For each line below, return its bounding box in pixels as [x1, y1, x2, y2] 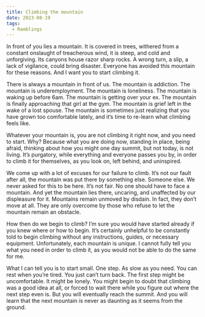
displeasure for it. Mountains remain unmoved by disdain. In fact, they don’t [6, 195, 197, 203]
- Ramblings [12, 26, 43, 32]
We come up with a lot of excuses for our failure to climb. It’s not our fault [6, 170, 192, 177]
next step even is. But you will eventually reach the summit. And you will [6, 291, 188, 298]
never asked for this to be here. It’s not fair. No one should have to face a [6, 182, 190, 190]
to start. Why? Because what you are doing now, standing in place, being [6, 138, 190, 146]
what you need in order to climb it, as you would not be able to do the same [6, 246, 196, 254]
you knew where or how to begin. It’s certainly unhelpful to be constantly [6, 227, 190, 234]
